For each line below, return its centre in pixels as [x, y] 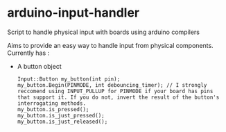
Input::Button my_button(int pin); [69, 79]
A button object [39, 66]
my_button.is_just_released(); [62, 122]
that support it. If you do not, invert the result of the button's [118, 97]
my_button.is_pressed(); [53, 109]
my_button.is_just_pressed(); [61, 115]
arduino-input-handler [73, 13]
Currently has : [28, 53]
